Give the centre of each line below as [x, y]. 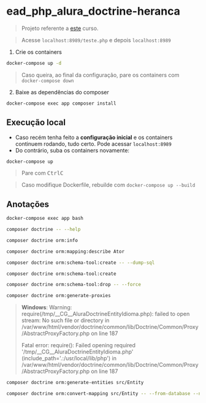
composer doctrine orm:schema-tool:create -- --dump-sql [81, 262]
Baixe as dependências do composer [62, 92]
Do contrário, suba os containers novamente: [72, 150]
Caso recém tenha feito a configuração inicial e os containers [94, 137]
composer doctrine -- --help [44, 230]
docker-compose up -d [34, 63]
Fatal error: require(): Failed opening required [78, 345]
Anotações [28, 204]
